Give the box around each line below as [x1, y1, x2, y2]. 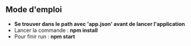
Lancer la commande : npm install [14, 27, 98, 34]
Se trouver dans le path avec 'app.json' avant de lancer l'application [14, 20, 186, 27]
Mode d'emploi [5, 5, 63, 15]
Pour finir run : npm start [14, 32, 75, 40]
